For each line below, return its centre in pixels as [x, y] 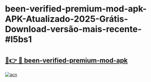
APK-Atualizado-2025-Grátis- [67, 19]
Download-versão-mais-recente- [73, 29]
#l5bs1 [19, 40]
